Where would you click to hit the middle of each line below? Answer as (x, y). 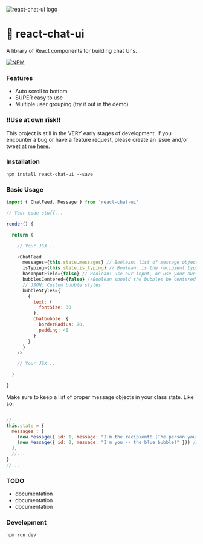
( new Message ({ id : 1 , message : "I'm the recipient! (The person (101, 437)
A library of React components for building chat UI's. (72, 50)
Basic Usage (25, 189)
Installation (23, 162)
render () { (20, 224)
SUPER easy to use (39, 98)
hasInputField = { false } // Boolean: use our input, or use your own (109, 274)
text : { (43, 302)
